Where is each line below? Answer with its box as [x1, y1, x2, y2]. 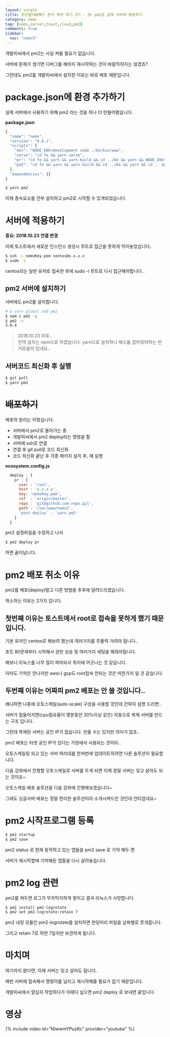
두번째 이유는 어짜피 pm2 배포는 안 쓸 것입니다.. [5, 687, 146, 695]
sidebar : [5, 31, 24, 36]
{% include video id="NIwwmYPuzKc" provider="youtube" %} [5, 1026, 135, 1032]
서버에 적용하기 [5, 215, 65, 226]
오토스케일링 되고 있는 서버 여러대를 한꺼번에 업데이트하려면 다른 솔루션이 [5, 750, 150, 756]
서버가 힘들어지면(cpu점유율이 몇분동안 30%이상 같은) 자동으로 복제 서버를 [5, 711, 153, 718]
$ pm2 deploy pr [5, 540, 39, 545]
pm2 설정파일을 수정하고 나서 [5, 529, 63, 535]
